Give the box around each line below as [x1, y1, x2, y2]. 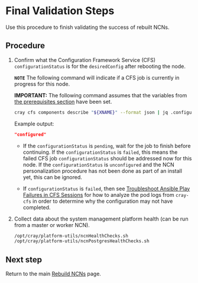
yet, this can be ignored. [22, 173, 82, 180]
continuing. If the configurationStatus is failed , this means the [22, 149, 178, 156]
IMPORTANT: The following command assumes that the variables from [14, 91, 187, 98]
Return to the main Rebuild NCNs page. [5, 270, 102, 278]
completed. [22, 203, 51, 210]
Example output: [14, 120, 54, 127]
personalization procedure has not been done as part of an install [22, 167, 183, 175]
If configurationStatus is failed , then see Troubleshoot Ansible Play [22, 185, 190, 192]
